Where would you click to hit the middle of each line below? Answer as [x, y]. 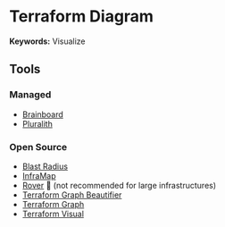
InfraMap [39, 175]
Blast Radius [45, 166]
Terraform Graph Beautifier [72, 195]
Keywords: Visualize [48, 41]
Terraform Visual [53, 214]
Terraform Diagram [82, 17]
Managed [30, 95]
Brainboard [43, 114]
